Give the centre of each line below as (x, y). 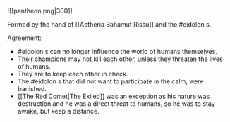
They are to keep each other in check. (73, 74)
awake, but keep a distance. (59, 111)
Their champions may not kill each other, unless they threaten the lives (120, 59)
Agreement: (24, 38)
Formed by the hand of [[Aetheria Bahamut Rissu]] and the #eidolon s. (109, 24)
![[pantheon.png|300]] (40, 11)
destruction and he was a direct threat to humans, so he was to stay (116, 104)
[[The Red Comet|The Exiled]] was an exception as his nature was (114, 96)
